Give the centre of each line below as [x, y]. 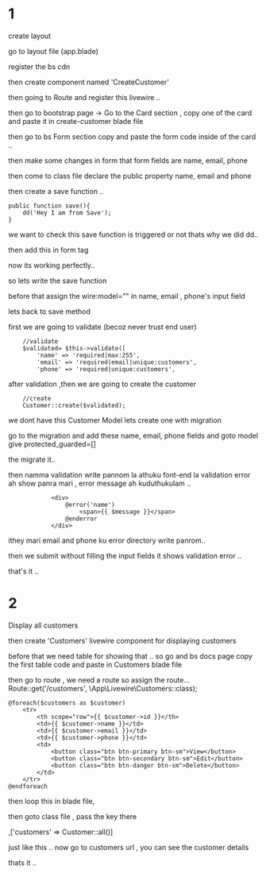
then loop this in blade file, [52, 801]
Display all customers [43, 625]
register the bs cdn [39, 66]
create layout [30, 36]
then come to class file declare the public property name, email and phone [130, 176]
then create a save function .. [56, 191]
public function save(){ [49, 206]
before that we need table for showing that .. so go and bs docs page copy [130, 655]
